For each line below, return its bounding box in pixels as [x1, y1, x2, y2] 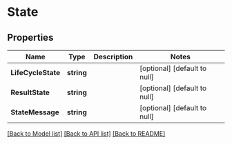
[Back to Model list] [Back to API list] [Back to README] [7, 130, 166, 138]
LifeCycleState [10, 68, 61, 77]
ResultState [10, 88, 50, 97]
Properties [7, 32, 54, 43]
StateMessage [10, 107, 60, 117]
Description [93, 52, 133, 61]
